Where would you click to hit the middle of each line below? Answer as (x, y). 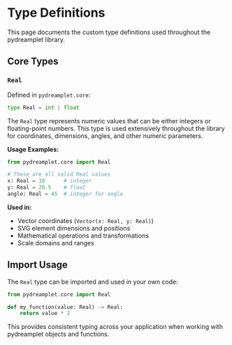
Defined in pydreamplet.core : (49, 95)
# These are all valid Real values (59, 175)
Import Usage (37, 265)
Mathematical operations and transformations (83, 236)
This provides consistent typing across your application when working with (115, 327)
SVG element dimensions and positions (74, 228)
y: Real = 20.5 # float (46, 187)
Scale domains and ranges (56, 243)
